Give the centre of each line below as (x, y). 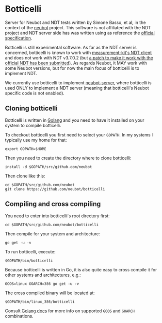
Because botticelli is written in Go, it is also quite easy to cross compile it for (81, 269)
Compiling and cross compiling (53, 204)
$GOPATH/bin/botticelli (29, 261)
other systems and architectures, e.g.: (43, 275)
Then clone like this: (25, 176)
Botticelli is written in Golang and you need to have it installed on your (75, 120)
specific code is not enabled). (35, 93)
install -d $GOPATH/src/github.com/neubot (49, 167)
